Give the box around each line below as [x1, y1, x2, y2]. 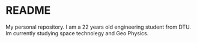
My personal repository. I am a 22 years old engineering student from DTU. [5, 23, 192, 30]
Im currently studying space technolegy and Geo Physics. [5, 29, 149, 36]
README [5, 4, 51, 17]
